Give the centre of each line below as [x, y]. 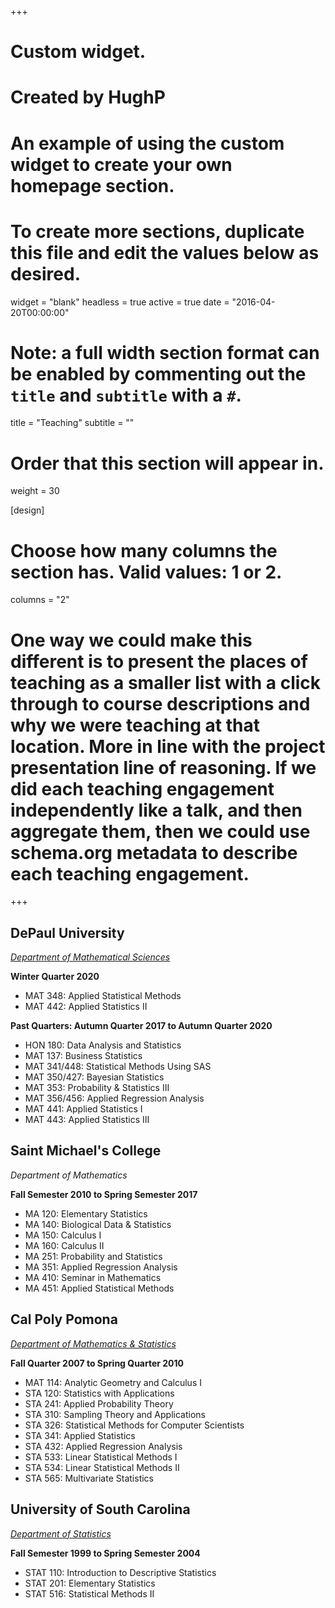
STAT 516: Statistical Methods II [89, 1593]
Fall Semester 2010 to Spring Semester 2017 [104, 1194]
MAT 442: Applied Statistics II [86, 1007]
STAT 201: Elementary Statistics [90, 1583]
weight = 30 [35, 491]
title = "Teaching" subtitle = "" [72, 423]
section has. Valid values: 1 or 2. [146, 572]
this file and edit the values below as [165, 252]
